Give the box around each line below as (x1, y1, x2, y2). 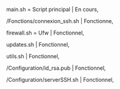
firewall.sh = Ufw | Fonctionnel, (6, 29, 85, 36)
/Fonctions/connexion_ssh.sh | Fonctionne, (6, 18, 114, 24)
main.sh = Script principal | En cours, (6, 6, 99, 13)
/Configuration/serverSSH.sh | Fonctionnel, (6, 76, 114, 83)
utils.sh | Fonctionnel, (6, 53, 60, 60)
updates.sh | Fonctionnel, (6, 41, 70, 48)
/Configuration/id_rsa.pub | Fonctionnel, (6, 64, 106, 71)
